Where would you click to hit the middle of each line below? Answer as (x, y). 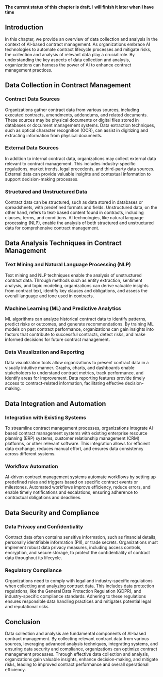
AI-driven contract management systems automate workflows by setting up (81, 477)
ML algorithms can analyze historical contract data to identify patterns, (76, 319)
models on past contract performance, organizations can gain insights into (80, 329)
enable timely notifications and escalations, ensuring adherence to (72, 492)
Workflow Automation (32, 466)
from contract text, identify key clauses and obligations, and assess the (76, 290)
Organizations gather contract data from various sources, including (72, 110)
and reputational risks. (27, 607)
